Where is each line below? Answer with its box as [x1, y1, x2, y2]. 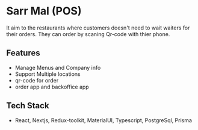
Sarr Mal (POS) [6, 4, 82, 18]
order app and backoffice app [14, 83, 89, 90]
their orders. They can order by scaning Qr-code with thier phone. [6, 30, 170, 37]
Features [6, 48, 40, 58]
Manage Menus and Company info [14, 64, 101, 71]
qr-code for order [14, 76, 59, 84]
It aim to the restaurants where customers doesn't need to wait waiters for [6, 24, 190, 31]
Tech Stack [6, 101, 49, 111]
